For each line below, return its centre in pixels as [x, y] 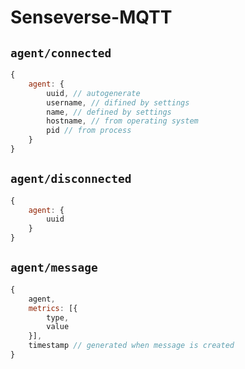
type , [58, 317]
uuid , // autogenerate [93, 93]
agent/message [54, 268]
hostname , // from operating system [122, 121]
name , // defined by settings [109, 112]
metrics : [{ [53, 308]
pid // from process [89, 131]
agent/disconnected [71, 179]
